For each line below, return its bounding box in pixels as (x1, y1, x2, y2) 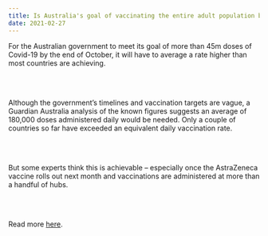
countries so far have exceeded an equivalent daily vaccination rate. (8, 123, 233, 133)
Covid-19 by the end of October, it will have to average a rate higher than (8, 50, 247, 59)
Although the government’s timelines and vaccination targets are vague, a (8, 98, 250, 107)
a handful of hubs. (8, 179, 69, 189)
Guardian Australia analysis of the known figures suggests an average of (8, 106, 247, 116)
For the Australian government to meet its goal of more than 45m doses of (8, 41, 253, 50)
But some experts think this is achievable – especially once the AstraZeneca (8, 162, 258, 172)
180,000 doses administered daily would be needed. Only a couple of (8, 114, 237, 124)
